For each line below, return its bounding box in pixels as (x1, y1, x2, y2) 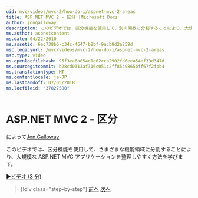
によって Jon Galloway (6, 133, 60, 140)
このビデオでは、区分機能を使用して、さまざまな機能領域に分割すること (6, 146, 181, 153)
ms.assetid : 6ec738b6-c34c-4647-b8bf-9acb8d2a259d (6, 42, 133, 48)
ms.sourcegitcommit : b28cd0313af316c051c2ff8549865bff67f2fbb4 (6, 63, 165, 70)
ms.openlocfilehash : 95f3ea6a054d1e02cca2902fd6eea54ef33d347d (6, 58, 165, 64)
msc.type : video (6, 52, 46, 58)
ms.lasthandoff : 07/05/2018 (6, 80, 75, 86)
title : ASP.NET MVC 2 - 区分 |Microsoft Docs (6, 14, 118, 20)
